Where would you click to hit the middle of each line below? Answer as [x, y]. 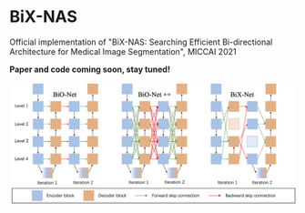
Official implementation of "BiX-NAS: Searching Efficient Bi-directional [141, 42]
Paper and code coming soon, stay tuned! [90, 69]
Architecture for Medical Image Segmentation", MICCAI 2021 [123, 51]
